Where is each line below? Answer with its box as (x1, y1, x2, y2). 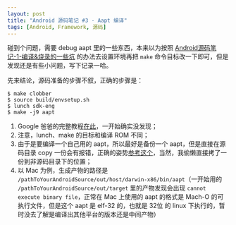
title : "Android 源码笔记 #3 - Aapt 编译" (7, 17, 128, 24)
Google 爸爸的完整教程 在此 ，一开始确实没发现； (17, 122, 159, 130)
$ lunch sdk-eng (7, 103, 55, 110)
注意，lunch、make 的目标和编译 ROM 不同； (17, 131, 149, 140)
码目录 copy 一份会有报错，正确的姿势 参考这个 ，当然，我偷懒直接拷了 (17, 149, 221, 157)
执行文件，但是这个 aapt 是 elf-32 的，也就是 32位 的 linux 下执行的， (17, 202, 220, 210)
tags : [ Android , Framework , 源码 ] (7, 23, 107, 30)
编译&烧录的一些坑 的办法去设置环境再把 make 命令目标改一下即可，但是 (21, 52, 229, 61)
